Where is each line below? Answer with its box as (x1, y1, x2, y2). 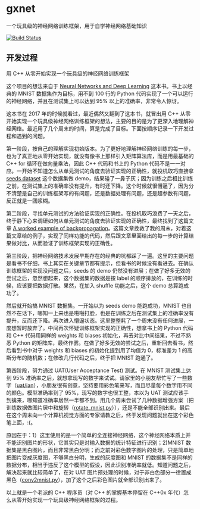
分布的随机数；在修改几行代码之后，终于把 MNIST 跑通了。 (11, 354, 157, 361)
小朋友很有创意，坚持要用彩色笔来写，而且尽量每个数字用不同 (41, 382, 193, 389)
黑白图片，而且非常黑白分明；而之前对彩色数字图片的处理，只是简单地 (21, 446, 194, 454)
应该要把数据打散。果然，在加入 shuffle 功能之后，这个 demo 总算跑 (16, 282, 184, 289)
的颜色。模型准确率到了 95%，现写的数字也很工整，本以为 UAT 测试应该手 (6, 389, 189, 396)
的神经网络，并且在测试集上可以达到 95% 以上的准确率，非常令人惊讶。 (6, 97, 183, 104)
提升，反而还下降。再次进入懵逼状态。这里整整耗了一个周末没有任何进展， (6, 317, 189, 324)
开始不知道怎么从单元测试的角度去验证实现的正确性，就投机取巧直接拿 (21, 167, 194, 174)
